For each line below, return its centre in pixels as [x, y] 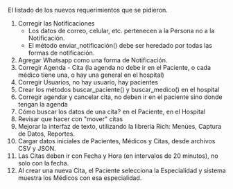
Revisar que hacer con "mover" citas [70, 119]
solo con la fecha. [43, 163]
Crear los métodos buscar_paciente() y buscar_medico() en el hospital [119, 90]
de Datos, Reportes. [46, 134]
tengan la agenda [43, 104]
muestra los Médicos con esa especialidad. [80, 178]
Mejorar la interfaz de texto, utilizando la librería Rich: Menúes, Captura [120, 126]
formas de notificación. [61, 53]
